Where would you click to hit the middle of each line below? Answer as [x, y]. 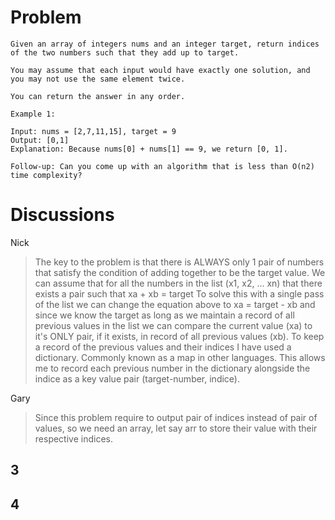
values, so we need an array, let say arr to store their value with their [176, 428]
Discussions [62, 215]
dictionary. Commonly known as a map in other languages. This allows [180, 357]
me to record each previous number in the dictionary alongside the [172, 368]
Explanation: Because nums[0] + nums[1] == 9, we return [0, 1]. [149, 149]
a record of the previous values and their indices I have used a [163, 347]
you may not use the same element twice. [98, 79]
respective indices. [73, 438]
